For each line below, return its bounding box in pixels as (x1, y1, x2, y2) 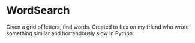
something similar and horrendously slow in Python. (6, 29, 134, 36)
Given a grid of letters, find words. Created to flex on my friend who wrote (6, 23, 189, 30)
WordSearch (6, 4, 70, 17)
